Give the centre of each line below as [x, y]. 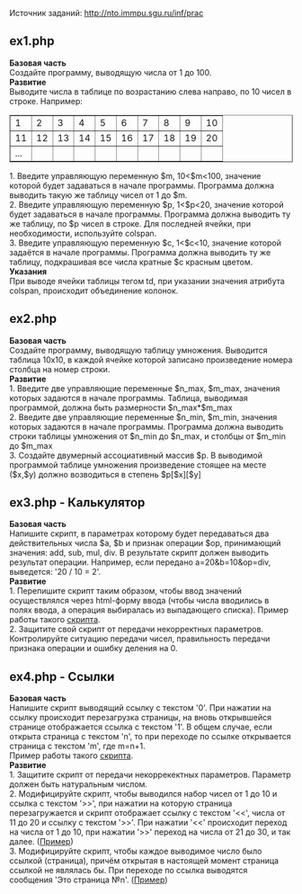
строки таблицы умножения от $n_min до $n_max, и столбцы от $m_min [147, 436]
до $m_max [31, 445]
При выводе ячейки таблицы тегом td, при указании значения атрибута [147, 281]
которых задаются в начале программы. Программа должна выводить [147, 426]
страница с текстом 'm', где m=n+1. [77, 746]
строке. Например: [46, 101]
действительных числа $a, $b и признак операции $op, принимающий [145, 543]
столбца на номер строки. [60, 369]
